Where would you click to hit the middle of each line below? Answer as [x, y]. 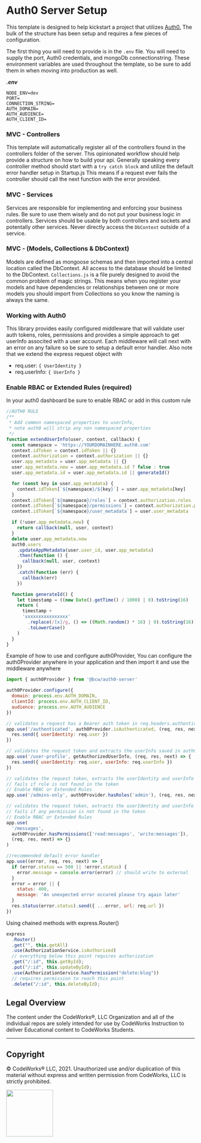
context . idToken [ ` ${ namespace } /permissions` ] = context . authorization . [103, 506]
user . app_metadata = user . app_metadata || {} [69, 462]
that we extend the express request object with [64, 354]
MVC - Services [30, 195]
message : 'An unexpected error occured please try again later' [99, 895]
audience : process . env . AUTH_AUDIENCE [59, 707]
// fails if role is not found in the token [63, 784]
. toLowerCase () [47, 628]
